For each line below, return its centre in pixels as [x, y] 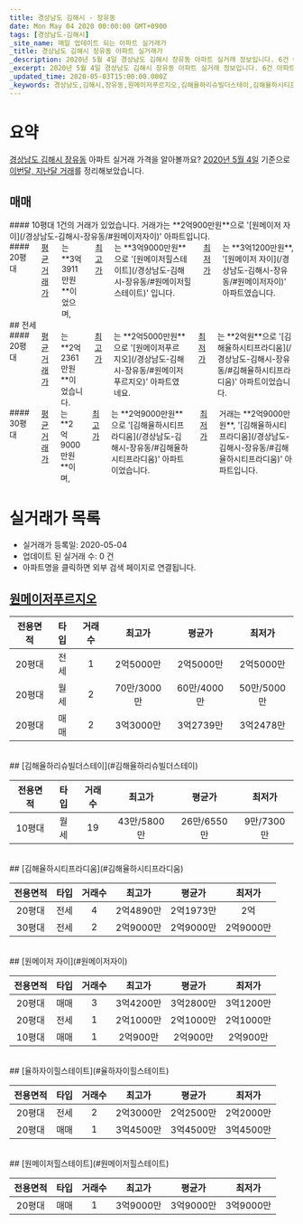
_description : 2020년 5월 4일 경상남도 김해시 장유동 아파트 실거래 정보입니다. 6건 [149, 60]
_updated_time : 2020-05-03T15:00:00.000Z [88, 77]
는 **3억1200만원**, [258, 248]
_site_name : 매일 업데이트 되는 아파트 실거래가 [88, 43]
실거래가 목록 [55, 518]
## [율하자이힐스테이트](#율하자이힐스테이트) [89, 1071]
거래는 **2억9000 [252, 414]
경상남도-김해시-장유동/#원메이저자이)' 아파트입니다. [118, 237]
